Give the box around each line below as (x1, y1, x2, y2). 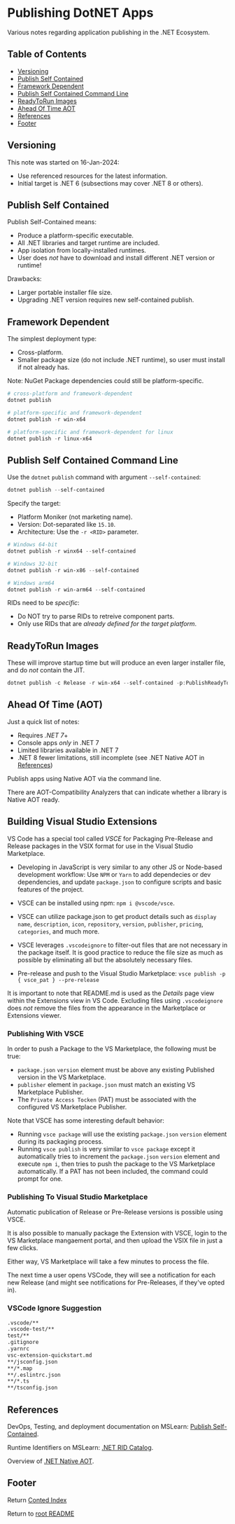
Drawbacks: (7, 275, 42, 283)
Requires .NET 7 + (17, 730, 69, 740)
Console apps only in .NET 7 (17, 738, 99, 747)
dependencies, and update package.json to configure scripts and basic (17, 878, 222, 886)
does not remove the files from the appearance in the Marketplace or (7, 1004, 206, 1012)
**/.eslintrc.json (7, 1371, 61, 1378)
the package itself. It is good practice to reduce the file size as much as (17, 948, 224, 957)
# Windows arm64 (7, 579, 55, 586)
